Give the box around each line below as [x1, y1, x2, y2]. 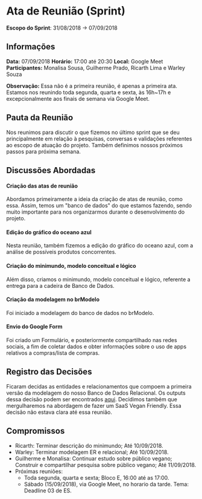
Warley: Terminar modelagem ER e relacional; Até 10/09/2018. [14, 448, 169, 456]
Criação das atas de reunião [6, 182, 78, 189]
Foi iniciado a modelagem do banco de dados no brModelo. [6, 309, 154, 316]
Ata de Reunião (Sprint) [6, 4, 125, 18]
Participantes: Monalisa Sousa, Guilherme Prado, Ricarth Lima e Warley [6, 64, 186, 71]
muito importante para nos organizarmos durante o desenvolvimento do [6, 208, 185, 215]
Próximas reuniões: [14, 468, 63, 475]
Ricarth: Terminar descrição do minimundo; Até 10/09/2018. [14, 442, 164, 449]
